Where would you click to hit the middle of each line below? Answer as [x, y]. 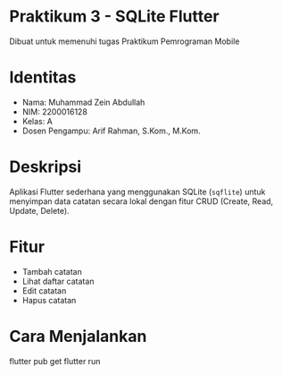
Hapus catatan [49, 300]
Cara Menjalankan [78, 336]
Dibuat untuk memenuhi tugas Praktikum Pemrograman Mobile [124, 41]
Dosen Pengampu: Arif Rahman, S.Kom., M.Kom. [111, 131]
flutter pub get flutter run [55, 361]
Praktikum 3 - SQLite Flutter [115, 17]
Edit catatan [44, 290]
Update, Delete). [39, 210]
